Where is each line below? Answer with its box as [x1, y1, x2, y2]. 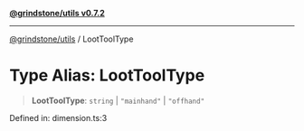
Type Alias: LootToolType [9, 65, 205, 86]
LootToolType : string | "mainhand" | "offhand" [31, 95, 205, 106]
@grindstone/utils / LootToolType [9, 33, 134, 44]
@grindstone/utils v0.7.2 [9, 8, 106, 18]
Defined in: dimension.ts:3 [9, 112, 108, 123]
